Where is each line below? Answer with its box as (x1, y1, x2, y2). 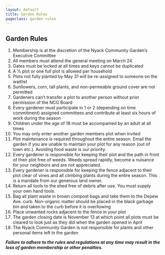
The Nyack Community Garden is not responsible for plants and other (12, 225, 154, 230)
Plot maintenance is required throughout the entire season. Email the (12, 136, 152, 142)
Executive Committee (12, 52, 56, 59)
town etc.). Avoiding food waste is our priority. (12, 147, 107, 153)
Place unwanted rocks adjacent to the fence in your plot (12, 209, 126, 215)
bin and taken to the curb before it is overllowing (12, 204, 111, 210)
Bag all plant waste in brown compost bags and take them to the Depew (12, 193, 159, 199)
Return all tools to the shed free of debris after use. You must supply (12, 183, 151, 189)
